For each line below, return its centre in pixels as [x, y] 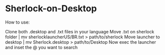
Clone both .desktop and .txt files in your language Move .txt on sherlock [80, 31]
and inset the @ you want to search [41, 47]
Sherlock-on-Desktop [51, 9]
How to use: [17, 22]
